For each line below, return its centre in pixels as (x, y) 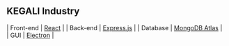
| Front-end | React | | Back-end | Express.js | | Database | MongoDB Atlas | (114, 27)
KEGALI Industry (43, 11)
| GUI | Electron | (30, 35)
